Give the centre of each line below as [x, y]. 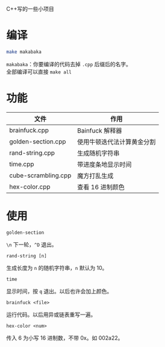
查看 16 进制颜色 [101, 187]
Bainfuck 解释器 [100, 130]
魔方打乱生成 [95, 175]
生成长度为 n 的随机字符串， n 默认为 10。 [57, 267]
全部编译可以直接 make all [39, 72]
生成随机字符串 [98, 153]
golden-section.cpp [38, 142]
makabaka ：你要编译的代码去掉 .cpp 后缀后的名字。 [69, 64]
